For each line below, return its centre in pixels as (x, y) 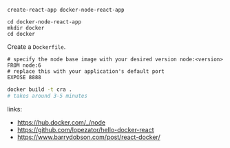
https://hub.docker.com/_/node (61, 122)
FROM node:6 (24, 65)
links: (15, 109)
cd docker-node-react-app (44, 22)
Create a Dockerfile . (36, 47)
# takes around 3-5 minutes (48, 96)
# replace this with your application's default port (86, 72)
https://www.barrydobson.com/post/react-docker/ (88, 137)
